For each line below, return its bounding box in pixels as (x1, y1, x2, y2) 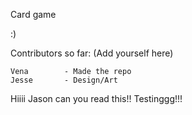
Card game (10, 9, 57, 20)
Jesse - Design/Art (10, 75, 118, 85)
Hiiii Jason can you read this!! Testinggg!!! (10, 93, 183, 104)
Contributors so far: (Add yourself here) (10, 47, 174, 59)
